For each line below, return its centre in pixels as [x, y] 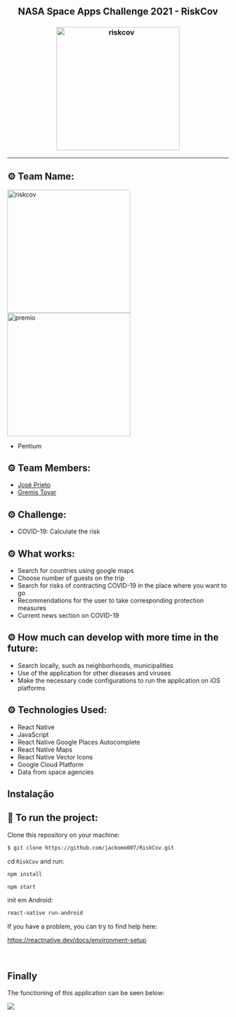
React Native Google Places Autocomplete [79, 742]
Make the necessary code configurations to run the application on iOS [119, 680]
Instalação [31, 794]
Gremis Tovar [37, 493]
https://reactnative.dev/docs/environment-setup [77, 940]
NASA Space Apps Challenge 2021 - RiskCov [118, 12]
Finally [22, 976]
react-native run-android [45, 913]
